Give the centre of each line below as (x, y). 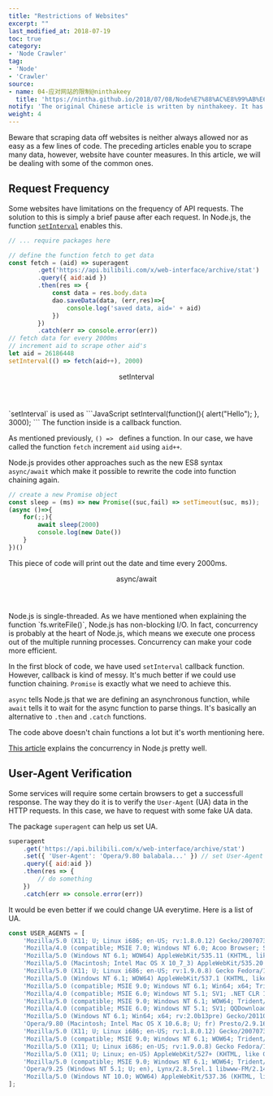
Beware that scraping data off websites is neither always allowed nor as (128, 137)
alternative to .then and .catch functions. (78, 716)
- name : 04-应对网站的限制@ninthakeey (70, 91)
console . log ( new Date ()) (80, 533)
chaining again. (34, 480)
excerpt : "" (28, 24)
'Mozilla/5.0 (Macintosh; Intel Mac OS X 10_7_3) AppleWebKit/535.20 (143, 963)
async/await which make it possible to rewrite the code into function (123, 471)
